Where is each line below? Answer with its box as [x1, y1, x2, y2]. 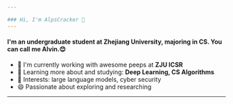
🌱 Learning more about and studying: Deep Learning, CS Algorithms [17, 67, 215, 76]
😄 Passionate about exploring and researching [17, 83, 152, 91]
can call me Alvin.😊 [7, 45, 66, 53]
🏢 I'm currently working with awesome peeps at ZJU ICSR [17, 60, 184, 69]
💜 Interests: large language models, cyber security [17, 75, 162, 83]
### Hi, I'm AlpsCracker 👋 [7, 16, 85, 23]
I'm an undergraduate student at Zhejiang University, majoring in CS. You [7, 37, 223, 46]
